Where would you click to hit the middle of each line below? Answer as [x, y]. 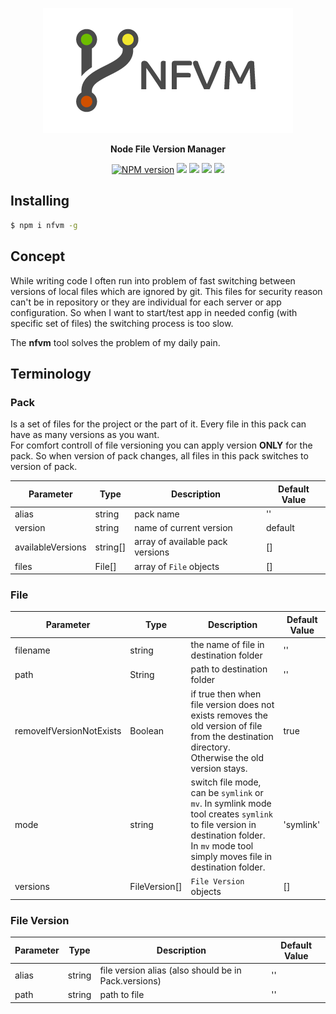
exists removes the [229, 715]
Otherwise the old [227, 757]
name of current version [183, 528]
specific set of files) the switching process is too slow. [122, 323]
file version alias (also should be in [170, 970]
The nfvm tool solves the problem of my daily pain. [115, 342]
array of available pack [181, 542]
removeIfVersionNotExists [68, 731]
